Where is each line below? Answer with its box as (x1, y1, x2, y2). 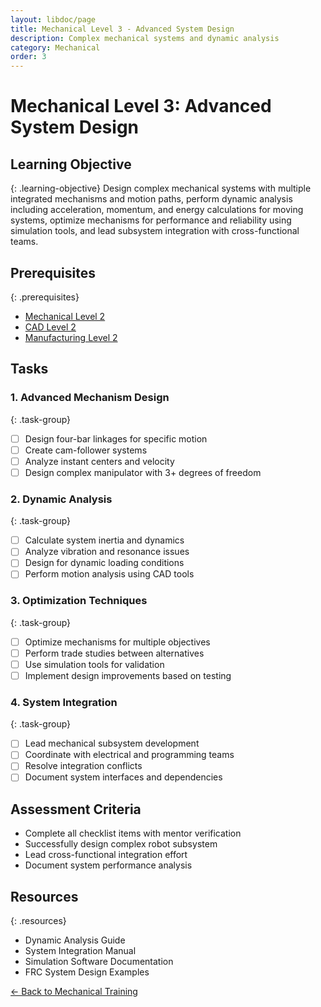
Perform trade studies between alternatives (24, 647, 205, 659)
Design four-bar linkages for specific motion (24, 432, 208, 445)
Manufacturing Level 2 (24, 331, 118, 343)
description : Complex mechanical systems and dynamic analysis (10, 33, 280, 43)
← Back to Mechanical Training (10, 986, 138, 998)
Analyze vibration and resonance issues (24, 546, 190, 558)
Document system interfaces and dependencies (24, 771, 223, 783)
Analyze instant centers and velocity (24, 455, 175, 467)
